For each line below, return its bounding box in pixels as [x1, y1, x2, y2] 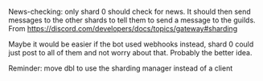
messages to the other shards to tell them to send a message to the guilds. [8, 15, 256, 25]
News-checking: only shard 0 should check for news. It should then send [8, 7, 251, 16]
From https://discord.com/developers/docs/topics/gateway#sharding [8, 24, 238, 33]
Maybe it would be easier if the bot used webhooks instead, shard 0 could [8, 39, 254, 49]
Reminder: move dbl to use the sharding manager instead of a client [8, 63, 233, 73]
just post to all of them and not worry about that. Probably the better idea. [8, 48, 253, 57]
